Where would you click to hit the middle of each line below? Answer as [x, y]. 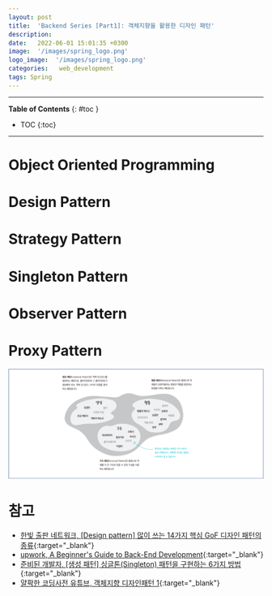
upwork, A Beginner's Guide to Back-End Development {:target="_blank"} [142, 555]
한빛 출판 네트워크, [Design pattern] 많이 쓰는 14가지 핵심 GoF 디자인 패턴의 [140, 535]
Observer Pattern [68, 313]
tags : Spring [30, 77]
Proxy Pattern [55, 350]
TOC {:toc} [38, 124]
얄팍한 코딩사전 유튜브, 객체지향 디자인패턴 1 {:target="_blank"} [120, 583]
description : [30, 34]
